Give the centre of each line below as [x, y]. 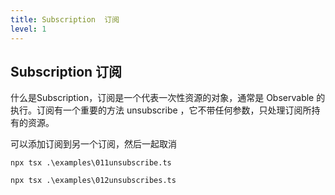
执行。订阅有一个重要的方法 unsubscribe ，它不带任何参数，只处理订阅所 [161, 110]
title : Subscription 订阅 [65, 19]
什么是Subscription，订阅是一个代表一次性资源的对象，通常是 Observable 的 [168, 98]
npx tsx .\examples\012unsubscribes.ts [93, 181]
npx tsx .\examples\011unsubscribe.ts [91, 163]
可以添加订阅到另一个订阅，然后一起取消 [93, 144]
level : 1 [28, 29]
